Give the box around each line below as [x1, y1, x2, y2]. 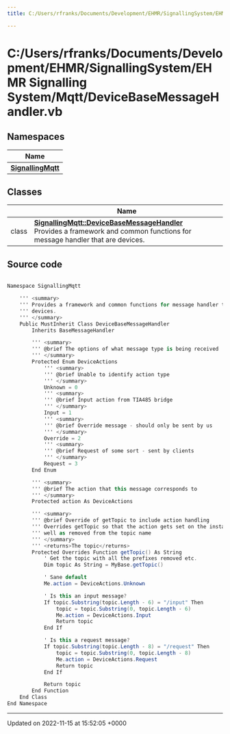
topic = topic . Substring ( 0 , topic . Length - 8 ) [55, 649, 192, 657]
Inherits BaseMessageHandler [31, 327, 115, 334]
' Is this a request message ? [43, 637, 130, 644]
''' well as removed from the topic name [31, 529, 152, 537]
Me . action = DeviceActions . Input [55, 611, 152, 619]
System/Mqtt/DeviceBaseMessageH [7, 89, 220, 105]
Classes [7, 186, 42, 198]
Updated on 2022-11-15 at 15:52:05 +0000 [7, 719, 127, 727]
